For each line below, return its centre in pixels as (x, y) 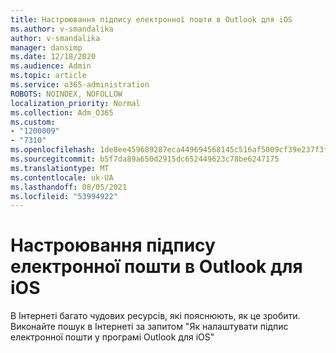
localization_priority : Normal (75, 103)
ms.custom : (33, 122)
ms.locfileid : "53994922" (64, 196)
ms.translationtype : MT (60, 168)
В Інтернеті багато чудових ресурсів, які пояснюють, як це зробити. (155, 316)
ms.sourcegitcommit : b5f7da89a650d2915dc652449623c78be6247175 (145, 159)
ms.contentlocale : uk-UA (62, 177)
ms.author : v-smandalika (62, 29)
